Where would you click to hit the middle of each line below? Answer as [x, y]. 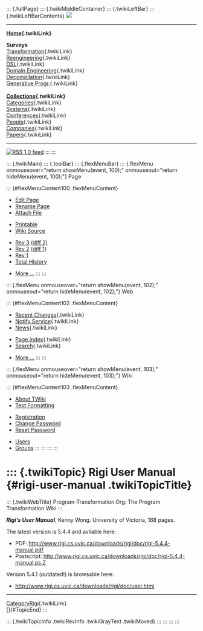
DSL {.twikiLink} [25, 64]
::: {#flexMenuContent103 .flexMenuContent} [62, 387]
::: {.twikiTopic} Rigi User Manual [91, 472]
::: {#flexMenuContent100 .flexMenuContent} [62, 188]
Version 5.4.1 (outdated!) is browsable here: [60, 574]
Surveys [17, 45]
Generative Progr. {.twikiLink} [42, 83]
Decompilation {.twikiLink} [38, 77]
